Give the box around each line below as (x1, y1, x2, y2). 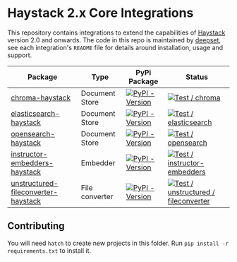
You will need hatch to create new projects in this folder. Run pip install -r (7, 239, 229, 247)
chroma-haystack (11, 93, 71, 102)
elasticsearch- (11, 108, 60, 118)
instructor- (11, 149, 48, 159)
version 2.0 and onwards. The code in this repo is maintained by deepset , (7, 35, 221, 44)
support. (7, 51, 32, 59)
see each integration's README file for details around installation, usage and (7, 43, 224, 52)
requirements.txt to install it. (7, 246, 92, 255)
